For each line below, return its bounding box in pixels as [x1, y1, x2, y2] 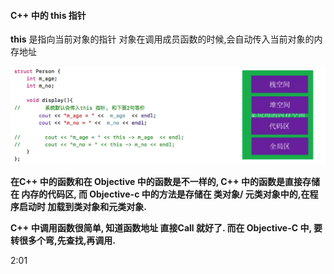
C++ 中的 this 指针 [10, 9, 87, 21]
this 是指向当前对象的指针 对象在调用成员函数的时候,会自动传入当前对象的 [10, 33, 315, 45]
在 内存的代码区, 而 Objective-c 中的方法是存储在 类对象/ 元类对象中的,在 [10, 188, 310, 200]
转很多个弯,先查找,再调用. [10, 235, 117, 247]
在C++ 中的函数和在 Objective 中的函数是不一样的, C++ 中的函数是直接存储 [10, 176, 320, 188]
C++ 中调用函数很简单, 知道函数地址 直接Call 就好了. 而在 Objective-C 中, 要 [10, 222, 323, 234]
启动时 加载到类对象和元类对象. [18, 201, 147, 213]
